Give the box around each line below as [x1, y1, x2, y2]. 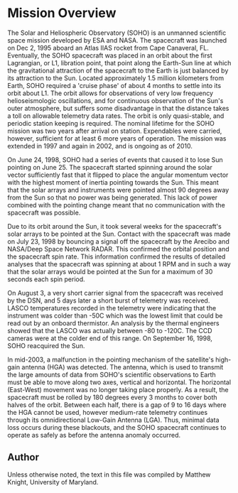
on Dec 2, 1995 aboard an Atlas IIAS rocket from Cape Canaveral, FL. [7, 43, 210, 52]
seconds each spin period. [7, 275, 85, 283]
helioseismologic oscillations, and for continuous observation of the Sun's [7, 96, 224, 104]
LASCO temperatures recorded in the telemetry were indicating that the [7, 303, 217, 312]
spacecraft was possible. [7, 208, 81, 217]
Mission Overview [7, 5, 117, 21]
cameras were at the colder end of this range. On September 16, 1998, [7, 334, 213, 342]
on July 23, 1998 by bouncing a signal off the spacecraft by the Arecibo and [7, 237, 229, 246]
